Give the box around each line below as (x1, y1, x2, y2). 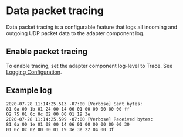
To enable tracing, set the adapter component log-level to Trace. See (6, 62, 173, 69)
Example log (6, 85, 52, 95)
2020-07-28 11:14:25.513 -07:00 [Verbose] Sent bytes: (6, 101, 143, 107)
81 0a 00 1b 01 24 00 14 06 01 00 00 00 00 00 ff (6, 106, 130, 112)
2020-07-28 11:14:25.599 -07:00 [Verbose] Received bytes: (6, 116, 154, 122)
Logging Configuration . (6, 68, 62, 76)
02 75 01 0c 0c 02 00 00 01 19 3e (6, 111, 91, 117)
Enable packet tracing (6, 47, 88, 57)
